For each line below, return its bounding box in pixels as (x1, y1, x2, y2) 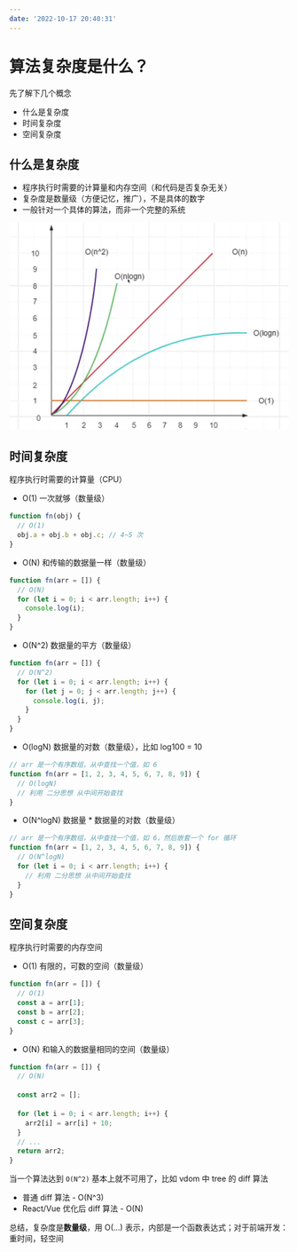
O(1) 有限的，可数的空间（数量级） (21, 961, 149, 971)
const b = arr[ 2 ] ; (17, 1008, 86, 1017)
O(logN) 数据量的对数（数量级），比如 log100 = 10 (21, 741, 202, 752)
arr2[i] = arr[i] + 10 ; (25, 1119, 113, 1128)
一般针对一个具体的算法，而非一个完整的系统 (21, 204, 186, 215)
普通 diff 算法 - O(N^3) (21, 1193, 105, 1203)
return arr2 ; (17, 1146, 66, 1156)
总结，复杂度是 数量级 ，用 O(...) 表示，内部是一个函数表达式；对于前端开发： (9, 1222, 288, 1233)
